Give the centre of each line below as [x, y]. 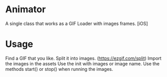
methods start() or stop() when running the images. [59, 69]
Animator [26, 9]
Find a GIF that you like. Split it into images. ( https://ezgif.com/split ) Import [83, 58]
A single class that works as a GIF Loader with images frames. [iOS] [77, 23]
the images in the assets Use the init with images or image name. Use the [82, 63]
